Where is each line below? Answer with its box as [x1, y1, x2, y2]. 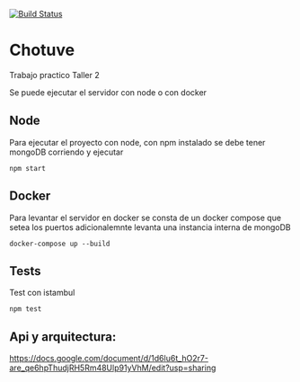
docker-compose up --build [9, 239, 110, 248]
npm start [9, 164, 47, 173]
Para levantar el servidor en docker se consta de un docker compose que [9, 212, 281, 223]
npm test [9, 305, 42, 314]
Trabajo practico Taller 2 [9, 69, 101, 80]
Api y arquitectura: [9, 329, 117, 344]
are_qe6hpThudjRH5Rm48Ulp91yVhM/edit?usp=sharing [9, 362, 216, 373]
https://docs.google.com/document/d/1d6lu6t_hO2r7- [9, 353, 209, 364]
